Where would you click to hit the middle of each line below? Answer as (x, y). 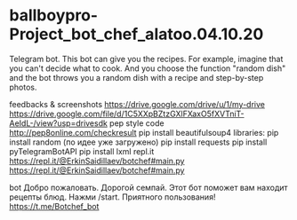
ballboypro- (54, 16)
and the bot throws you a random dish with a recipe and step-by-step (136, 77)
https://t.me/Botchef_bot (54, 206)
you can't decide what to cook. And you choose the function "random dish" (148, 68)
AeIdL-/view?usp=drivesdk (59, 123)
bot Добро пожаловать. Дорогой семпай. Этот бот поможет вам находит (148, 187)
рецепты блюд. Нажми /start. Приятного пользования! (112, 197)
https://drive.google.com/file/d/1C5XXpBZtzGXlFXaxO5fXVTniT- (127, 114)
